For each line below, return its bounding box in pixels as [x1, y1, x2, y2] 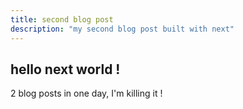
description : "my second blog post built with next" [10, 24, 235, 34]
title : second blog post [10, 14, 114, 25]
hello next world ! [10, 61, 121, 78]
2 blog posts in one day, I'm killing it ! [10, 87, 163, 100]
